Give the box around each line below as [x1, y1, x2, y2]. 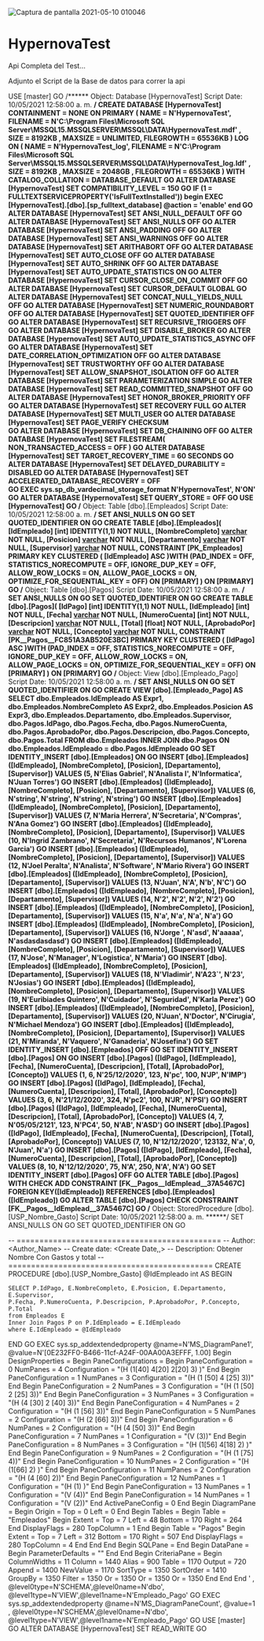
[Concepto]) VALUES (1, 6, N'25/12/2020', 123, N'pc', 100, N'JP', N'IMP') [8, 1070, 247, 1079]
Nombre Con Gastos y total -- [8, 1252, 104, 1262]
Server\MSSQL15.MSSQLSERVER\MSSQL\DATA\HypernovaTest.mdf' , [8, 124, 242, 134]
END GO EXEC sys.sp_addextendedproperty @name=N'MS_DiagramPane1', [8, 1339, 254, 1349]
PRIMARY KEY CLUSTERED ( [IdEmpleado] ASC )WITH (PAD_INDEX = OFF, [8, 551, 255, 560]
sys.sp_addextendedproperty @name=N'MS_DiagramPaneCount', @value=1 [8, 1598, 255, 1608]
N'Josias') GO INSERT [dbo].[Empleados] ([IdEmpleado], [8, 978, 196, 987]
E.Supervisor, [8, 1291, 55, 1299]
